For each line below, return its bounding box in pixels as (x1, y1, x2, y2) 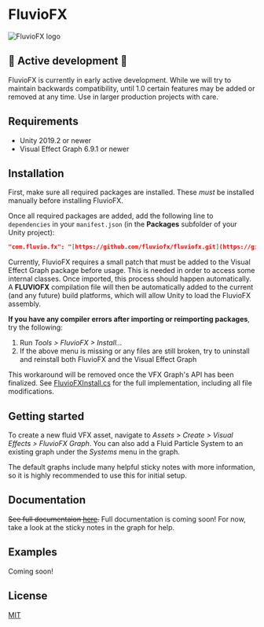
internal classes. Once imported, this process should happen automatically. (8, 274, 251, 284)
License (8, 589, 48, 603)
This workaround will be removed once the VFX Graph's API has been (8, 370, 234, 379)
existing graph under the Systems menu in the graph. (8, 447, 181, 457)
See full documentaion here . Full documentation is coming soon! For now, (8, 514, 246, 524)
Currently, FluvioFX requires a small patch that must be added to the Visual (8, 257, 251, 267)
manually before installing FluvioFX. (8, 196, 124, 205)
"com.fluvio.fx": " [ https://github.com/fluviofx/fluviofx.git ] (8, 243, 220, 251)
